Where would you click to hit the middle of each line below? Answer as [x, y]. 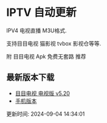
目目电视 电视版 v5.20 [42, 93]
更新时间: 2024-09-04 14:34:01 [46, 114]
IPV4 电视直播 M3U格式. [36, 30]
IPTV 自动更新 [42, 12]
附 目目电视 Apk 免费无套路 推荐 [46, 56]
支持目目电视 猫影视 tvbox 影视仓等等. [54, 43]
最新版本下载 [30, 78]
